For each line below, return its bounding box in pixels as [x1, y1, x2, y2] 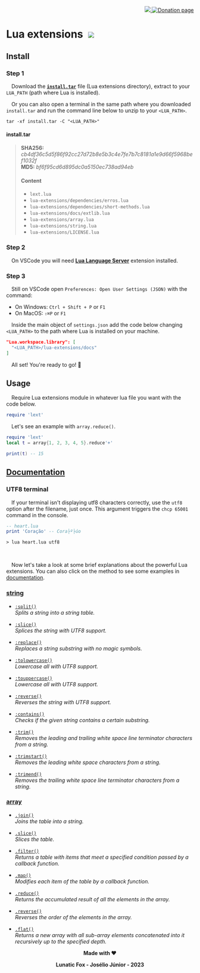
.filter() [14, 848, 40, 854]
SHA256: [20, 145, 45, 152]
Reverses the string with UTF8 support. [14, 698, 111, 705]
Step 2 [6, 243, 26, 251]
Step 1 [6, 69, 24, 77]
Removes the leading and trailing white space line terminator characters [14, 734, 192, 741]
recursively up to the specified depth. [14, 938, 107, 945]
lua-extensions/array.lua [29, 217, 94, 223]
